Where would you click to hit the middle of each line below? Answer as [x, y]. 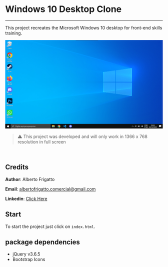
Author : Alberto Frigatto [30, 179]
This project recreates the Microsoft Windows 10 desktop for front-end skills [84, 27]
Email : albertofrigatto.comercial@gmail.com [50, 189]
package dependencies [42, 242]
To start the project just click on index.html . [50, 226]
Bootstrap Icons [29, 259]
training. [14, 33]
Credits [17, 167]
